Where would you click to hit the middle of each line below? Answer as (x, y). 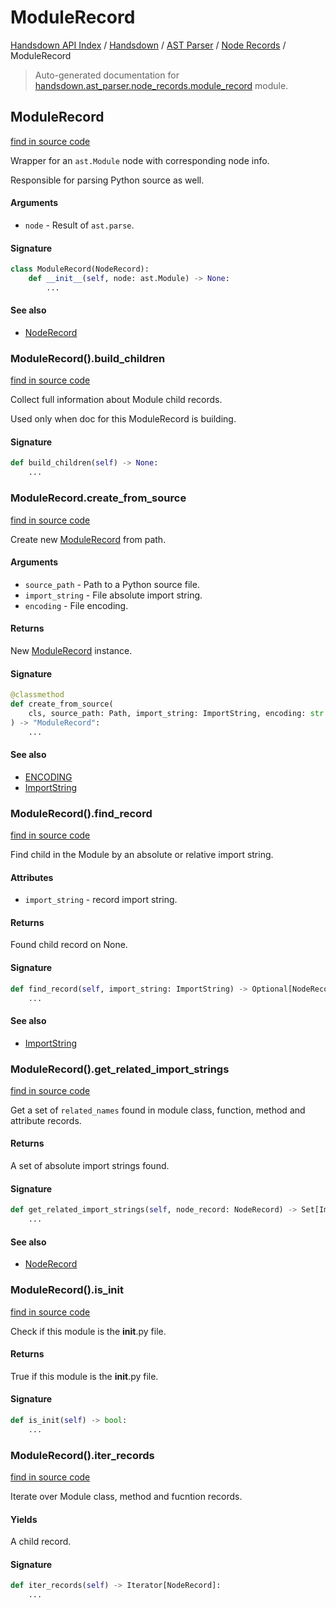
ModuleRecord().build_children (88, 358)
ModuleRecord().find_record (81, 813)
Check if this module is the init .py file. (88, 1331)
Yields (24, 1519)
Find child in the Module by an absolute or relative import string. (142, 855)
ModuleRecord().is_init (67, 1290)
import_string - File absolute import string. (113, 595)
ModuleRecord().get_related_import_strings (120, 1069)
